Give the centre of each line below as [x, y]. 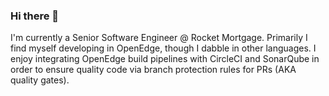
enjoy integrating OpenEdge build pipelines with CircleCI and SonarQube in [165, 59]
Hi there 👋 [35, 16]
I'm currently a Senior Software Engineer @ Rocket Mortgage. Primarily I [159, 38]
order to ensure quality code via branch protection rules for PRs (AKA [153, 70]
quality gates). [40, 80]
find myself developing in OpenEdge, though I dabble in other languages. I [163, 48]
